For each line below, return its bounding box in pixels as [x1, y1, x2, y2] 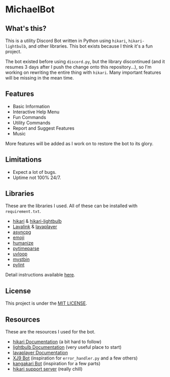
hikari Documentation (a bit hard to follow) [12, 339, 102, 345]
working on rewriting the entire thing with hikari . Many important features [5, 69, 161, 75]
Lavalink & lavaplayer [12, 224, 58, 230]
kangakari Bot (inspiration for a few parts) [12, 361, 101, 367]
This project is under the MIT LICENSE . [5, 300, 87, 306]
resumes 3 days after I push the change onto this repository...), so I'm [5, 64, 152, 70]
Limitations [5, 155, 42, 164]
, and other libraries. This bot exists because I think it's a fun [26, 43, 153, 49]
